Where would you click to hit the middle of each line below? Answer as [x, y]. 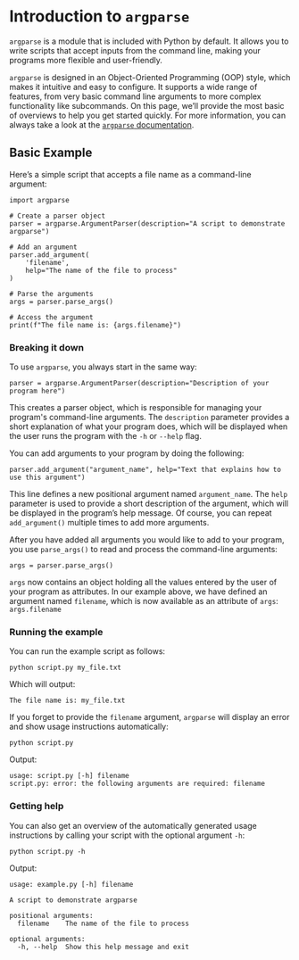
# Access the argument [51, 317]
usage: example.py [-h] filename [71, 884]
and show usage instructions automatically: [89, 727]
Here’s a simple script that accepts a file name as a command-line [130, 174]
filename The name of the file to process [104, 923]
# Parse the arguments [51, 294]
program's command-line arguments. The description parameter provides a [149, 418]
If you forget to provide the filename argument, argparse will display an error [149, 717]
